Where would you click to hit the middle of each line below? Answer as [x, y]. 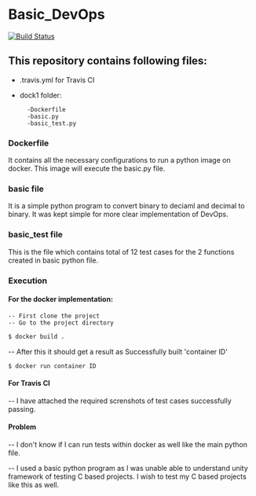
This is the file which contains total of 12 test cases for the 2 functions [121, 252]
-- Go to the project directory [61, 323]
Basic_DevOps [57, 15]
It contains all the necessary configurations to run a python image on [119, 160]
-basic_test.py [52, 123]
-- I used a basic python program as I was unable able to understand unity [128, 468]
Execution [28, 281]
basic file [26, 189]
